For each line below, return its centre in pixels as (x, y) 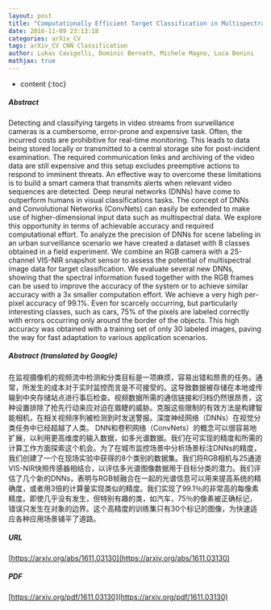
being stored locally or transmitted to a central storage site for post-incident (134, 148)
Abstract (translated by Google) (63, 355)
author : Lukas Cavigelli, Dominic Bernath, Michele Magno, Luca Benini (131, 53)
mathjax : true (32, 61)
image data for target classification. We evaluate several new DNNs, (121, 268)
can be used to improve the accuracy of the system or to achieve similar (128, 286)
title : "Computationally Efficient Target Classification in (113, 23)
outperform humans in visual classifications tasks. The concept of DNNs (129, 200)
